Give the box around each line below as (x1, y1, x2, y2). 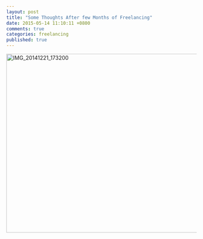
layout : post (6, 8, 39, 15)
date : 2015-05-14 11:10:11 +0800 (6, 20, 91, 26)
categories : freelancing (6, 31, 69, 37)
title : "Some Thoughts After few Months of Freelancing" (6, 14, 153, 21)
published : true (6, 37, 47, 43)
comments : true (6, 25, 45, 32)
